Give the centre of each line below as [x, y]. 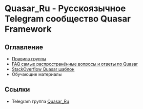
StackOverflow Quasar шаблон [43, 69]
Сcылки [17, 90]
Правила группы [29, 59]
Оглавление [24, 47]
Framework [28, 29]
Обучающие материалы [37, 74]
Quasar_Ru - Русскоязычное [65, 9]
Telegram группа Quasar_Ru [40, 101]
